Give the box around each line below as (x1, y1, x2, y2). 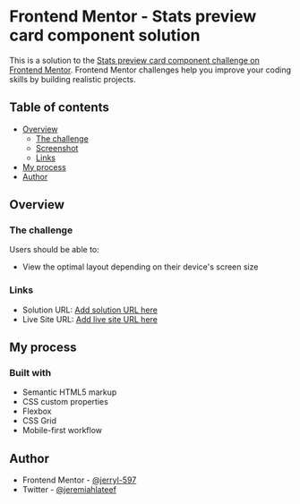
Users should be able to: (9, 244, 100, 255)
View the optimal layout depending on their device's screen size (21, 261, 259, 272)
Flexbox (21, 406, 52, 417)
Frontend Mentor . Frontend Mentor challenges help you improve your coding (9, 64, 292, 75)
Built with (9, 367, 52, 380)
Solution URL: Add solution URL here (21, 304, 159, 315)
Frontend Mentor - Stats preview (9, 6, 257, 27)
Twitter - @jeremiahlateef (21, 484, 116, 495)
